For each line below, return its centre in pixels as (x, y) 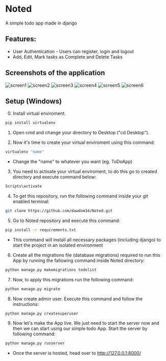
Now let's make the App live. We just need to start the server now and (86, 323)
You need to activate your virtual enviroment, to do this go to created (85, 172)
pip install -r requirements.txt (41, 230)
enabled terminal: (31, 201)
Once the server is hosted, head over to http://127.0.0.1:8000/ (77, 353)
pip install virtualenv (31, 123)
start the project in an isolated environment (58, 245)
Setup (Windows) (34, 101)
